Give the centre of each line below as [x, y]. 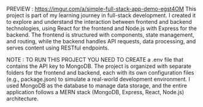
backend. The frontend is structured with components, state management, [100, 35]
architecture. [22, 98]
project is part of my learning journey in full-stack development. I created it [101, 15]
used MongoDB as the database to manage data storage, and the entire [97, 86]
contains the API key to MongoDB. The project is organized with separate [99, 66]
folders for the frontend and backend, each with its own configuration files [100, 72]
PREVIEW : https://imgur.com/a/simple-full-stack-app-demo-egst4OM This [101, 9]
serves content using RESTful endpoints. [58, 48]
